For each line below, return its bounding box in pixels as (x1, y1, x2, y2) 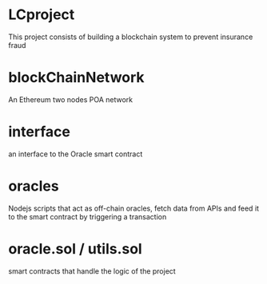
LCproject (8, 6, 75, 24)
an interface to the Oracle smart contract (8, 149, 143, 159)
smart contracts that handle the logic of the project (8, 266, 176, 276)
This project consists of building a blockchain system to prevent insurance (8, 32, 253, 41)
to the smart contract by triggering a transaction (8, 211, 167, 221)
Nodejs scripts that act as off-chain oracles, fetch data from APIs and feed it (8, 203, 260, 213)
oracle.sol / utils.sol (8, 239, 142, 258)
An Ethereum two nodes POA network (8, 94, 133, 105)
